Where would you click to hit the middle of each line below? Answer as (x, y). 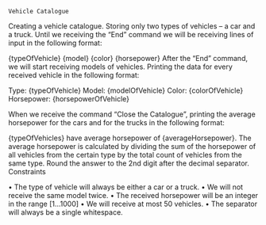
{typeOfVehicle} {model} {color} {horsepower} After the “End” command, (128, 58)
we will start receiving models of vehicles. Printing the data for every (120, 67)
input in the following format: (55, 43)
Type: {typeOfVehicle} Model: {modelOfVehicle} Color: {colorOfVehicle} (126, 90)
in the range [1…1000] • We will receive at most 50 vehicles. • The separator (133, 204)
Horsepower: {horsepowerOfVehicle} (69, 99)
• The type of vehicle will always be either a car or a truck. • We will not (126, 187)
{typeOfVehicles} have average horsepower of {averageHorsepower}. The (130, 138)
